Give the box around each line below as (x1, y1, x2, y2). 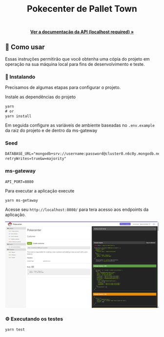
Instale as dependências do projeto (5, 94, 76, 100)
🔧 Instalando (5, 73, 36, 80)
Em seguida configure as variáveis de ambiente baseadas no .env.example (5, 123, 155, 128)
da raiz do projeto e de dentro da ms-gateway (5, 127, 98, 133)
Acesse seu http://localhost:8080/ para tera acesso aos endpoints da (5, 206, 149, 212)
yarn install (5, 114, 32, 119)
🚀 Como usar (5, 43, 45, 51)
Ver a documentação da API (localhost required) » (30, 29, 134, 35)
